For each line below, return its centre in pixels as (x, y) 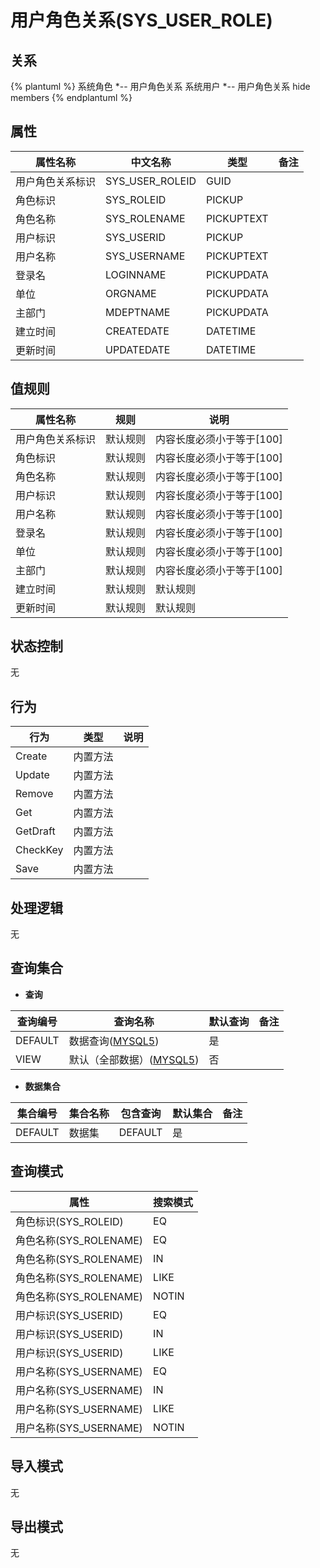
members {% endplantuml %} (71, 97)
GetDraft (35, 831)
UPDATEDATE (138, 349)
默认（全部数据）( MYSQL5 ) (134, 1059)
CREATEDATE (137, 331)
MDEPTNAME (138, 312)
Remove (34, 794)
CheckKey (39, 850)
